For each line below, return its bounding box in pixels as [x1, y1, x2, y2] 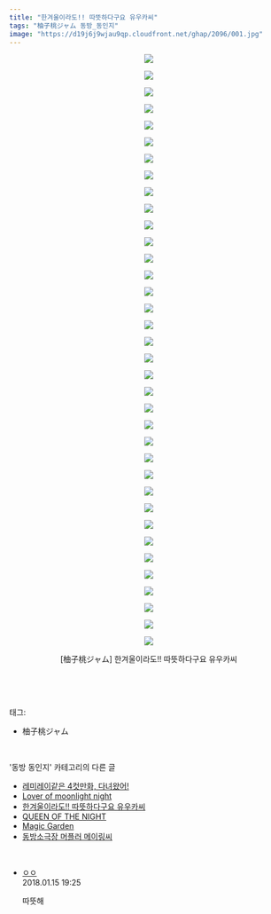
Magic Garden [21, 821, 74, 831]
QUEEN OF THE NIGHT [21, 811, 107, 822]
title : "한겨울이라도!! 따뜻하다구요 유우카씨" [9, 12, 159, 22]
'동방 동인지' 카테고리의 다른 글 [9, 762, 116, 773]
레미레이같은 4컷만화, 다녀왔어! [21, 781, 130, 792]
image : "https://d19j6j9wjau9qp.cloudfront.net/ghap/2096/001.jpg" [9, 29, 264, 38]
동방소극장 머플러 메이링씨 [21, 831, 113, 842]
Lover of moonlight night [21, 791, 112, 801]
